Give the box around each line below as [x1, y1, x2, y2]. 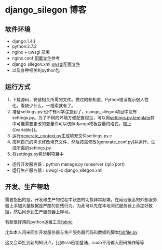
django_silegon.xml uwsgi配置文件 [12, 61, 81, 67]
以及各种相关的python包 [12, 67, 60, 73]
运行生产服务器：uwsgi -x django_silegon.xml [12, 167, 103, 173]
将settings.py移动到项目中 [12, 151, 64, 157]
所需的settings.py [16, 145, 52, 150]
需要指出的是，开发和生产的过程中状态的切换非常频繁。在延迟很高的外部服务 [5, 196, 157, 202]
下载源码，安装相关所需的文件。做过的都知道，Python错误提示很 [12, 96, 141, 102]
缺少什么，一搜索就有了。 [25, 103, 76, 108]
